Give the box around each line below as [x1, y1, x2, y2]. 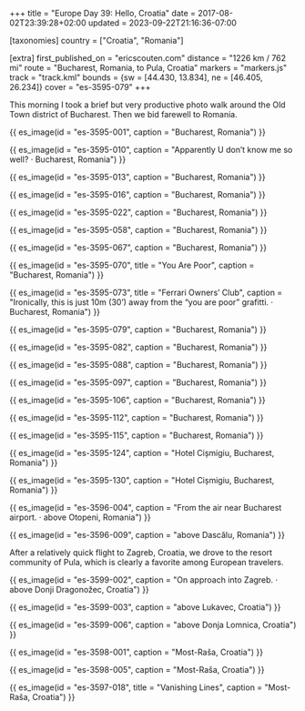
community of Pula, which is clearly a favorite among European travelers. [9, 557, 284, 567]
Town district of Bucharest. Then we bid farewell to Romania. [9, 109, 239, 119]
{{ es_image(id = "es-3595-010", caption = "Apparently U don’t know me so [9, 145, 293, 155]
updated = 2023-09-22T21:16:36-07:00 [87, 17, 237, 28]
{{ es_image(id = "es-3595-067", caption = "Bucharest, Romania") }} [9, 242, 267, 253]
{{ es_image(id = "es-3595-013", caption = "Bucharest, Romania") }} [9, 172, 266, 182]
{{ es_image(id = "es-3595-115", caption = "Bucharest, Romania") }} [9, 430, 264, 441]
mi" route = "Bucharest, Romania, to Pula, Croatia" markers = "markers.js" [9, 63, 288, 73]
